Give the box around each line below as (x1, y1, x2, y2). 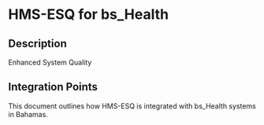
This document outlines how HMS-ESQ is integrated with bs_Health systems (8, 101, 256, 111)
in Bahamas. (8, 109, 49, 119)
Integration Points (8, 80, 99, 94)
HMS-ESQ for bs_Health (8, 6, 169, 24)
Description (8, 37, 67, 50)
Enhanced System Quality (8, 57, 92, 67)
